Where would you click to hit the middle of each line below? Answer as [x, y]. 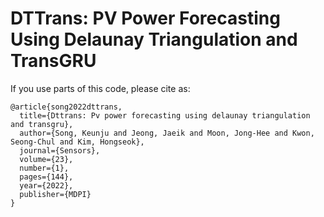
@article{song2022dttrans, [66, 107]
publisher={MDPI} [55, 194]
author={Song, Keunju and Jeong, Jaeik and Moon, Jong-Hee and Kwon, [167, 133]
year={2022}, [46, 185]
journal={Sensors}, [60, 150]
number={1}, [44, 168]
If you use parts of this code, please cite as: [100, 88]
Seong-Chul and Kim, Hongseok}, [77, 142]
